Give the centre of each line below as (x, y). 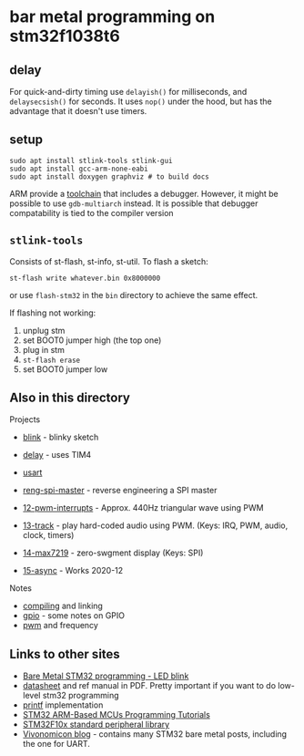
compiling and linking (62, 606)
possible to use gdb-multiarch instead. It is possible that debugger (134, 203)
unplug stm (44, 330)
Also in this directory (70, 398)
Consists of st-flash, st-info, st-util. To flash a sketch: (109, 261)
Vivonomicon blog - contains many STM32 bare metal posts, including (155, 734)
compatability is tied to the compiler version (92, 212)
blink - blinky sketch (61, 437)
